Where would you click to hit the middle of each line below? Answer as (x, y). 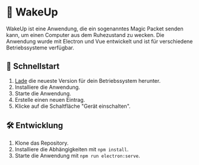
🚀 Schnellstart (33, 66)
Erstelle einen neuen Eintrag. (50, 99)
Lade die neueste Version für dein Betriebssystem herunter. (88, 80)
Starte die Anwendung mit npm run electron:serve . (78, 155)
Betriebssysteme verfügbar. (40, 48)
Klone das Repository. (42, 143)
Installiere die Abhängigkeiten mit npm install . (72, 149)
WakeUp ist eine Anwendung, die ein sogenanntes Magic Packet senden (95, 29)
